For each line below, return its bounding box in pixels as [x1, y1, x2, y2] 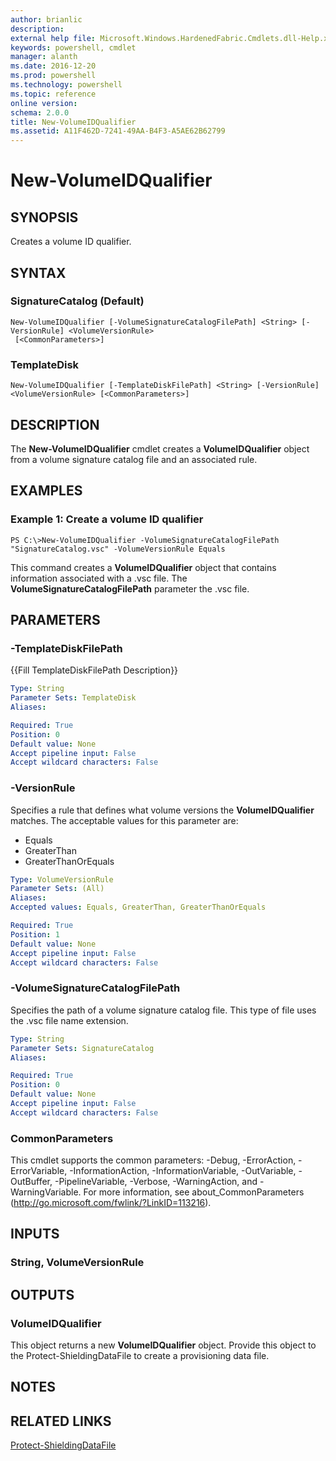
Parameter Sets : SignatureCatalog [10, 1043, 155, 1053]
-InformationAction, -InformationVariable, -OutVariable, [69, 1165, 297, 1177]
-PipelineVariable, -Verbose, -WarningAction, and [54, 1176, 258, 1188]
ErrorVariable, [10, 1165, 68, 1177]
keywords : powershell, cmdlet [10, 42, 137, 53]
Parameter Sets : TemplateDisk [10, 693, 137, 703]
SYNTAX [10, 264, 67, 281]
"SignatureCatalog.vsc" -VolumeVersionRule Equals [10, 544, 226, 554]
